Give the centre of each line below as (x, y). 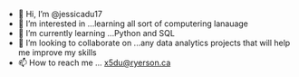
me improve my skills (57, 53)
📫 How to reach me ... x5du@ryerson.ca (94, 63)
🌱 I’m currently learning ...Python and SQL (96, 33)
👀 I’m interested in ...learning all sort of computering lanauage (133, 24)
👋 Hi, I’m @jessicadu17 (60, 14)
